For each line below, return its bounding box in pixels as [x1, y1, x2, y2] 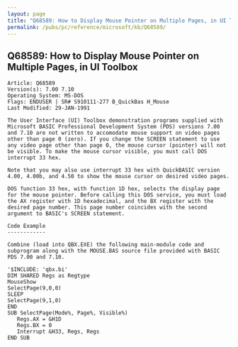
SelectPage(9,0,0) [7, 285, 62, 292]
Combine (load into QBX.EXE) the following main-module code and [7, 241, 204, 248]
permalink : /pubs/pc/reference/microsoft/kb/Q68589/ [7, 23, 166, 31]
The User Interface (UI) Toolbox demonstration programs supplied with [7, 117, 223, 124]
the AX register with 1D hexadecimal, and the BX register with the [7, 198, 214, 205]
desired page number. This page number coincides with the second [7, 204, 208, 211]
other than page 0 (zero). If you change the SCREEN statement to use [7, 136, 220, 143]
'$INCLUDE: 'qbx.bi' [7, 266, 69, 273]
